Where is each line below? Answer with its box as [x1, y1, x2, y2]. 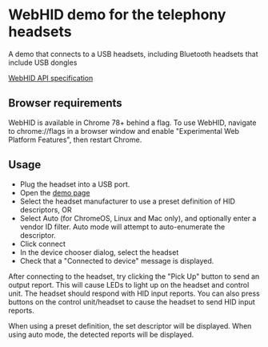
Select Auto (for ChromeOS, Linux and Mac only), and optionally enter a [19, 213, 257, 223]
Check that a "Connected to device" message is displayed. [19, 256, 214, 265]
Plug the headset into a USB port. [19, 179, 130, 189]
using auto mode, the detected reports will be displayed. [8, 329, 194, 339]
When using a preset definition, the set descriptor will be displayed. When [8, 321, 252, 330]
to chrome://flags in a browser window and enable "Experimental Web [8, 126, 240, 135]
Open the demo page [19, 188, 90, 197]
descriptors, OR [19, 204, 72, 214]
